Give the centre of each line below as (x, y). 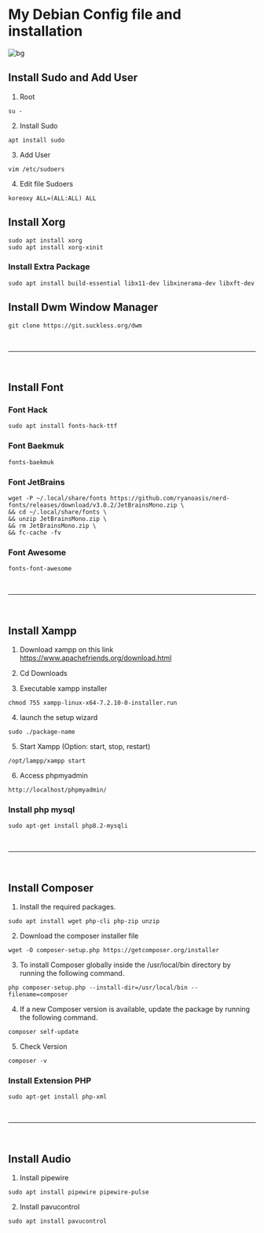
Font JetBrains (37, 482)
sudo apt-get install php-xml (58, 1097)
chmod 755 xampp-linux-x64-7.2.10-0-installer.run (93, 703)
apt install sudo (37, 140)
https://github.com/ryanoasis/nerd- (170, 498)
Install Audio (40, 1159)
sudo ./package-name (42, 732)
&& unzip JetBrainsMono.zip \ (58, 519)
